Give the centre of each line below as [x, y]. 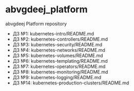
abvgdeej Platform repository [36, 24]
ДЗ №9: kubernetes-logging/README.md [57, 77]
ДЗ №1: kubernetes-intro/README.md [53, 33]
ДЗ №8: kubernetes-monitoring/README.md [60, 72]
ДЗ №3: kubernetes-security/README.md [58, 44]
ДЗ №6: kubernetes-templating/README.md [60, 61]
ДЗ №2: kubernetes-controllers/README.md [60, 39]
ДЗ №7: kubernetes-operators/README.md [59, 66]
